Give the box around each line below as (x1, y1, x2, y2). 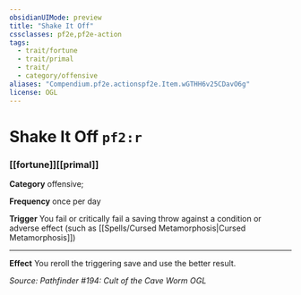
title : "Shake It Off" (9, 21, 94, 30)
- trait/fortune (17, 46, 78, 55)
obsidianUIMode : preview (9, 13, 102, 22)
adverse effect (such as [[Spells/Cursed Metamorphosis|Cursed (9, 223, 246, 233)
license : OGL (9, 88, 58, 97)
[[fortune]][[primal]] (9, 158, 99, 171)
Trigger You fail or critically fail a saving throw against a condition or (9, 213, 262, 223)
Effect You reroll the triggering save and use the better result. (9, 257, 236, 268)
